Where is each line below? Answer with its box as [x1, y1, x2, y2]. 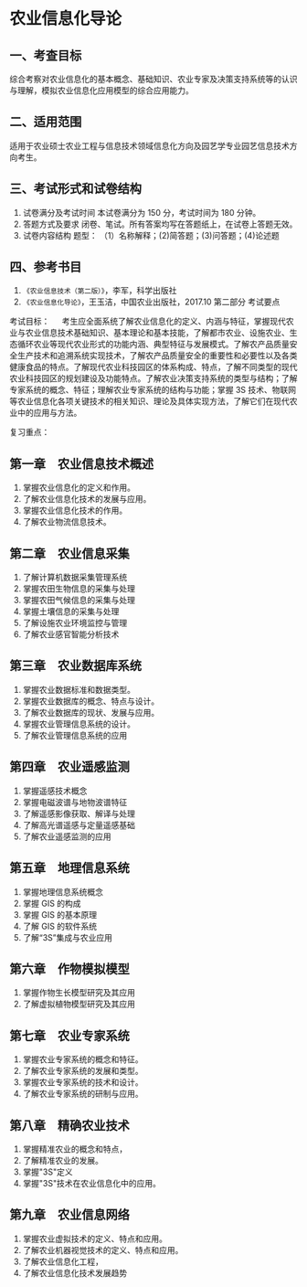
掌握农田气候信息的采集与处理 [22, 595, 135, 606]
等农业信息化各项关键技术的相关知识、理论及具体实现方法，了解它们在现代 [9, 396, 290, 407]
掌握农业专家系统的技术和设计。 [22, 1077, 143, 1088]
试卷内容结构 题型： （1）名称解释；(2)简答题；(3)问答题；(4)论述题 [22, 229, 281, 240]
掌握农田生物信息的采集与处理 [22, 583, 135, 594]
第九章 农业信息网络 [9, 1207, 130, 1223]
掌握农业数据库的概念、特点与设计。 [22, 696, 160, 707]
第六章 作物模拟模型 [9, 961, 130, 976]
